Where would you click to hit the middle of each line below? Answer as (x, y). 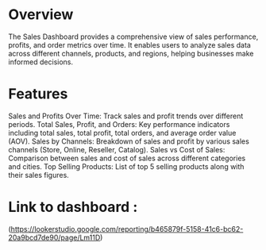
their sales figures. (39, 175)
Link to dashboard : (73, 207)
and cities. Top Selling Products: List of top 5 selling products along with (126, 166)
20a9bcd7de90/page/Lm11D (54, 237)
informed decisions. (41, 62)
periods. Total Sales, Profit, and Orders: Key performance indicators (119, 124)
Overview (41, 15)
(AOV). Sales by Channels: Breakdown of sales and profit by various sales (129, 141)
